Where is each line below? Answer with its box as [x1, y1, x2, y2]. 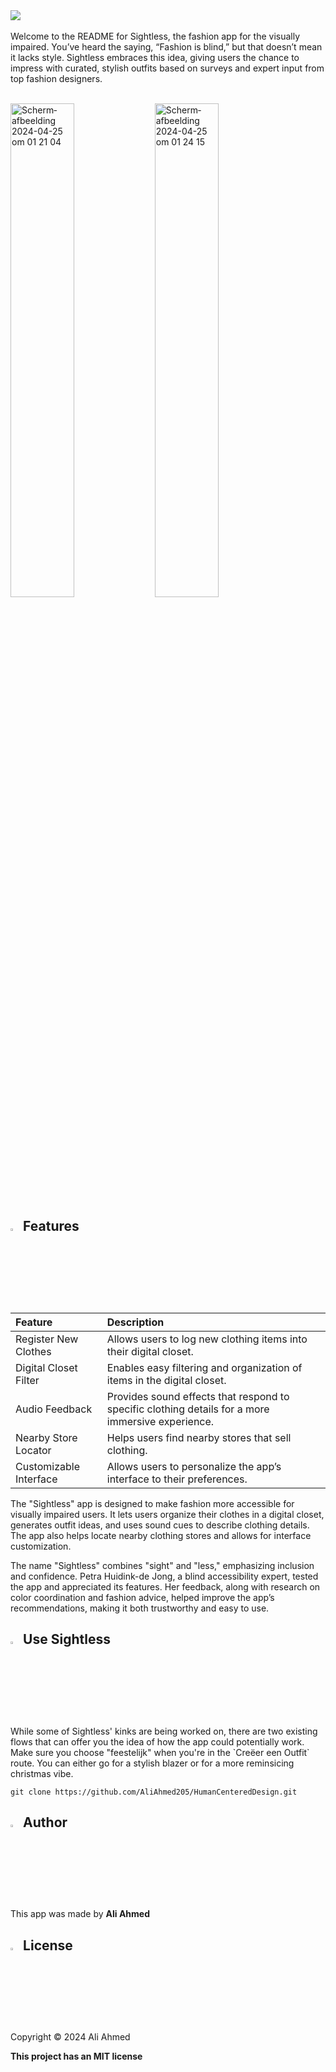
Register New [15, 1332, 79, 1346]
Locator [15, 1443, 52, 1457]
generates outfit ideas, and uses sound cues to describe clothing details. [10, 1519, 310, 1531]
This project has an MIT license [10, 2050, 143, 2063]
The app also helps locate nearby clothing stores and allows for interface [10, 1529, 312, 1541]
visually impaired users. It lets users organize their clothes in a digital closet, [10, 1508, 325, 1520]
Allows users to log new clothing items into [106, 1332, 308, 1346]
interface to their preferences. [106, 1472, 248, 1486]
